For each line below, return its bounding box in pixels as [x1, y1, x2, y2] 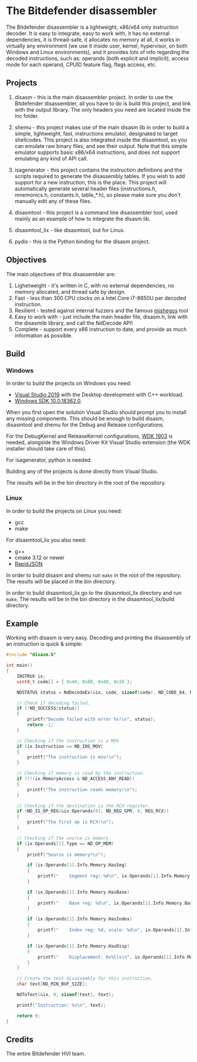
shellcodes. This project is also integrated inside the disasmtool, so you [14, 136, 188, 143]
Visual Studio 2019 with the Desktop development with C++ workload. [14, 391, 184, 398]
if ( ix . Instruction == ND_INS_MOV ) [16, 743, 104, 750]
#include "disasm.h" [6, 652, 57, 658]
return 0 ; [16, 1013, 41, 1019]
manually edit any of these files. [14, 197, 92, 204]
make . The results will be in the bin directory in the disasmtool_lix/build [6, 595, 175, 603]
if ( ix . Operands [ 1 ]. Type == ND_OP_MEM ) [16, 841, 114, 846]
